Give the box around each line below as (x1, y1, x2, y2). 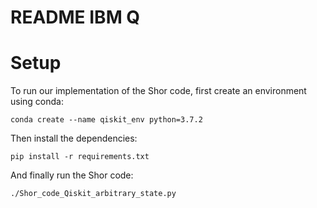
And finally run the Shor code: (10, 169, 134, 181)
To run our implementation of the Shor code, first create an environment (10, 85, 307, 97)
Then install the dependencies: (10, 132, 138, 145)
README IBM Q (10, 6, 141, 29)
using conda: (10, 96, 64, 108)
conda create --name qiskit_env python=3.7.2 (10, 115, 203, 125)
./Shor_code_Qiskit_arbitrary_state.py (10, 189, 177, 199)
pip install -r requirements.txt (10, 152, 150, 162)
